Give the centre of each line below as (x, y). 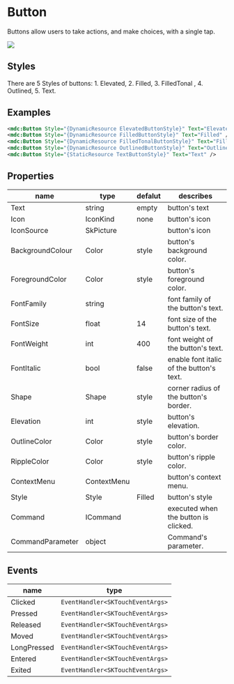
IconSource (30, 230)
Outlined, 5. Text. (32, 91)
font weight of (190, 339)
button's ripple (192, 457)
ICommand (103, 517)
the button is (188, 517)
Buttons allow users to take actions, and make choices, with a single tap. (111, 31)
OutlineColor (31, 441)
